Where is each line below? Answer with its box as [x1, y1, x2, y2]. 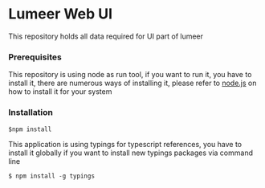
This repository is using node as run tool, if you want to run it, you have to [8, 70, 252, 80]
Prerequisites [8, 51, 62, 63]
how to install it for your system [8, 87, 112, 96]
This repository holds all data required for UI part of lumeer [8, 31, 203, 41]
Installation [8, 107, 54, 118]
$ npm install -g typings [8, 172, 95, 180]
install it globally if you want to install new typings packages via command [8, 148, 253, 157]
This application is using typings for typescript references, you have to [8, 139, 243, 149]
